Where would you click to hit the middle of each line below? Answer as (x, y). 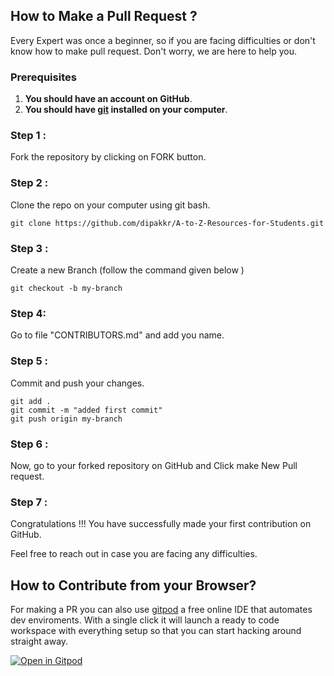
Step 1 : (28, 136)
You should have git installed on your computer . (126, 110)
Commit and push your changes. (77, 383)
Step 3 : (29, 248)
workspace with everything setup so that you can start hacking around (156, 630)
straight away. (39, 641)
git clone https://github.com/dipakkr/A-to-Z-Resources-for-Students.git (167, 223)
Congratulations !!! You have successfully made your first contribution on (161, 524)
